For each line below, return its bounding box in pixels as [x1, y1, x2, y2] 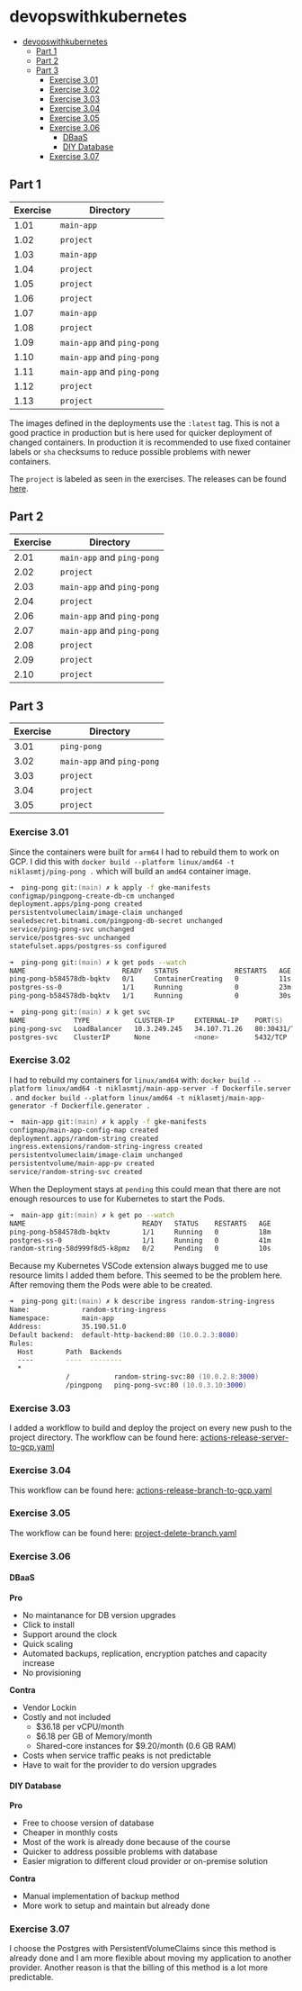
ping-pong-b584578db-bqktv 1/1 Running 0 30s [9, 991, 292, 1000]
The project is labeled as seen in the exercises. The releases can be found [9, 473, 287, 484]
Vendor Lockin [22, 1702, 77, 1713]
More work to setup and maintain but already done [22, 1900, 210, 1911]
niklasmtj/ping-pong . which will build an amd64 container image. [9, 865, 252, 876]
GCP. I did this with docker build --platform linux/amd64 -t [9, 855, 235, 866]
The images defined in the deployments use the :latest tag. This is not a [9, 417, 280, 429]
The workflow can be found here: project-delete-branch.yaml [9, 1527, 237, 1538]
